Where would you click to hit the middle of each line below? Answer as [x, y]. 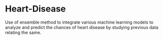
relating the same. [23, 32]
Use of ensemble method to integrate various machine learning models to [79, 22]
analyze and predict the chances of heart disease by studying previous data [82, 27]
